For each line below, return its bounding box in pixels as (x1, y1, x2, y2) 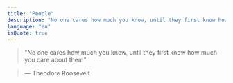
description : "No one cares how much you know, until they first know (7, 17, 216, 24)
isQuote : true (7, 29, 49, 37)
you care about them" (24, 56, 87, 64)
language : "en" (7, 23, 51, 30)
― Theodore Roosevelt (24, 69, 90, 77)
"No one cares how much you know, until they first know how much (24, 48, 218, 57)
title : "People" (7, 10, 54, 17)
